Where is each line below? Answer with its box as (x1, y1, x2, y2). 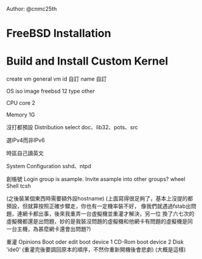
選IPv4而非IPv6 (6, 137, 45, 144)
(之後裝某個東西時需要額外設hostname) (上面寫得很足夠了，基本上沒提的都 (6, 195, 193, 202)
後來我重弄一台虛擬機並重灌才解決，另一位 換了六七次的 (54, 210, 195, 218)
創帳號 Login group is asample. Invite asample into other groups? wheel (6, 176, 186, 183)
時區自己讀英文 (6, 149, 44, 157)
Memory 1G (6, 111, 35, 118)
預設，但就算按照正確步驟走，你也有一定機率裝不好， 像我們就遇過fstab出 (6, 202, 192, 210)
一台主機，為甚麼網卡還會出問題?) (6, 225, 91, 233)
